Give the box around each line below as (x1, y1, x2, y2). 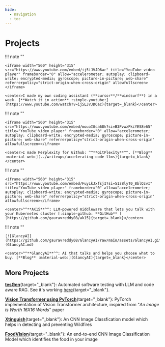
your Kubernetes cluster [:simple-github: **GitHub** (5, 211, 118, 216)
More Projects (5, 268, 49, 277)
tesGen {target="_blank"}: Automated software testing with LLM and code (5, 282, 154, 288)
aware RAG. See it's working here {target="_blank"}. (5, 287, 110, 293)
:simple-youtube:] (71, 98, 109, 103)
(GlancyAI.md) (5, 242, 34, 247)
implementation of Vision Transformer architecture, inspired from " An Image (5, 302, 160, 308)
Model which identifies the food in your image (5, 336, 98, 342)
